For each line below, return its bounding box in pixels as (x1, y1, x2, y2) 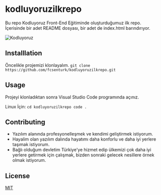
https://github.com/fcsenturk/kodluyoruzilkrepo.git (5, 67, 116, 72)
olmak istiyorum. (12, 157, 46, 163)
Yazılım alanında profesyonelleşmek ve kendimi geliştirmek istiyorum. (12, 131, 153, 137)
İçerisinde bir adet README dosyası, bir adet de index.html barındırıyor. (5, 25, 151, 31)
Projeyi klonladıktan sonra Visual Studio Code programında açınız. (5, 94, 139, 100)
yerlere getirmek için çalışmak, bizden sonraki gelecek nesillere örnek (12, 152, 155, 158)
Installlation (5, 49, 42, 57)
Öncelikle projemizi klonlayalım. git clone (5, 62, 90, 68)
